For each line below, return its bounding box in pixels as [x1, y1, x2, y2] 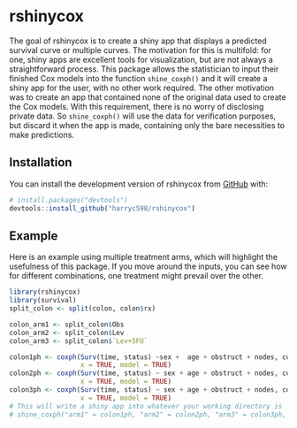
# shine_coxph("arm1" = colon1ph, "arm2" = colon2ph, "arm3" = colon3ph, [9, 409, 287, 419]
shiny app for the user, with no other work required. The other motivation [9, 82, 275, 93]
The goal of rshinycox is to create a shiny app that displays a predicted [9, 35, 267, 46]
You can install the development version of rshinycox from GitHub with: [9, 179, 269, 189]
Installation [9, 155, 72, 170]
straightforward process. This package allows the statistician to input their [9, 64, 279, 74]
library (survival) [9, 296, 77, 305]
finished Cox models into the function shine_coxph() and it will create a [9, 73, 268, 83]
